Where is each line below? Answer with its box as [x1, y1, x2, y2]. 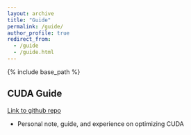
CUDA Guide [7, 88, 63, 100]
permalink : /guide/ [7, 23, 64, 30]
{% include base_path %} [7, 67, 81, 76]
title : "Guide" [7, 17, 51, 24]
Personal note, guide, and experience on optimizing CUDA [17, 119, 184, 128]
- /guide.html [13, 49, 54, 56]
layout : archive [7, 10, 54, 17]
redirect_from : [7, 36, 51, 43]
